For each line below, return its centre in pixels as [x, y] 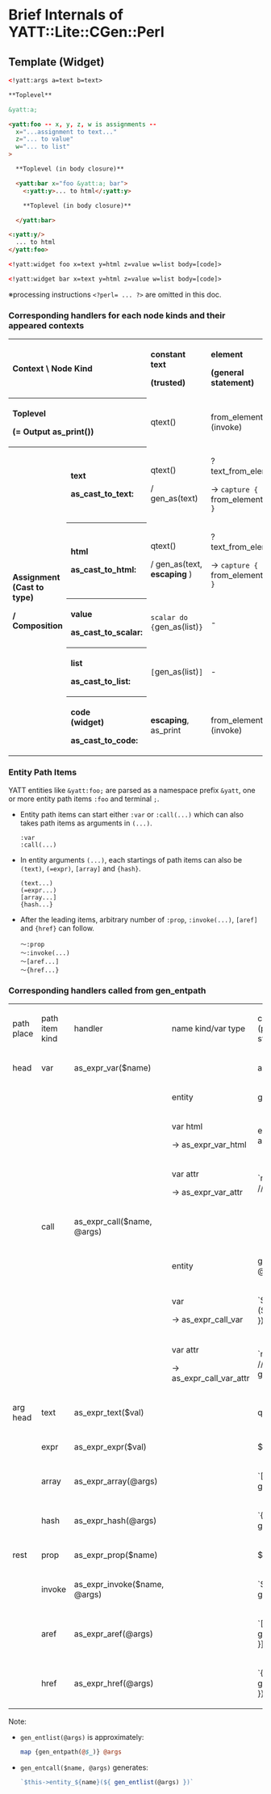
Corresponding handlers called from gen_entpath [107, 990]
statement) [233, 383]
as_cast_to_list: [101, 681]
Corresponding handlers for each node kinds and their [117, 315]
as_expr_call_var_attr [211, 1378]
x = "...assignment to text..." [66, 132]
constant [168, 355]
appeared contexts [46, 325]
